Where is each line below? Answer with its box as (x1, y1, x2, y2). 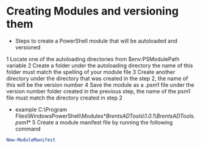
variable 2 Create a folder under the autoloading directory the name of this (6, 62, 193, 69)
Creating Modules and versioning (6, 4, 179, 18)
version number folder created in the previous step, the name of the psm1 (6, 87, 191, 95)
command (15, 125, 41, 132)
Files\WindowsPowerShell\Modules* (15, 112, 107, 119)
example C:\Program (15, 106, 68, 113)
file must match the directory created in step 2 (6, 94, 123, 101)
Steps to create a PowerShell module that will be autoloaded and (15, 37, 178, 44)
